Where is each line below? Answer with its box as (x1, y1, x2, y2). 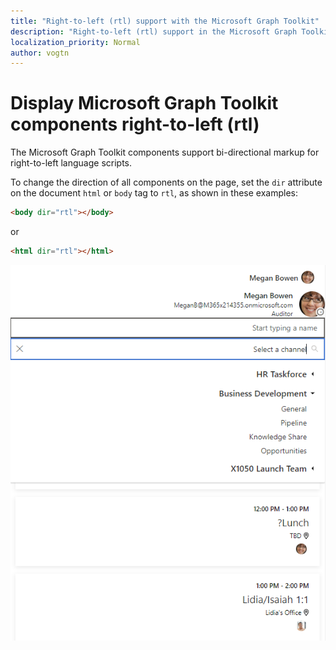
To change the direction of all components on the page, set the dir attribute (10, 176, 323, 189)
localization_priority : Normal (10, 37, 141, 47)
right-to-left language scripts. (10, 157, 133, 169)
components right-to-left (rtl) (10, 113, 260, 136)
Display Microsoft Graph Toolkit (10, 92, 279, 115)
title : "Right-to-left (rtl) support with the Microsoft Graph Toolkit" (10, 16, 320, 26)
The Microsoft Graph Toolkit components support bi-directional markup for (10, 146, 320, 159)
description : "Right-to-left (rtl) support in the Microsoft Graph (10, 26, 298, 37)
